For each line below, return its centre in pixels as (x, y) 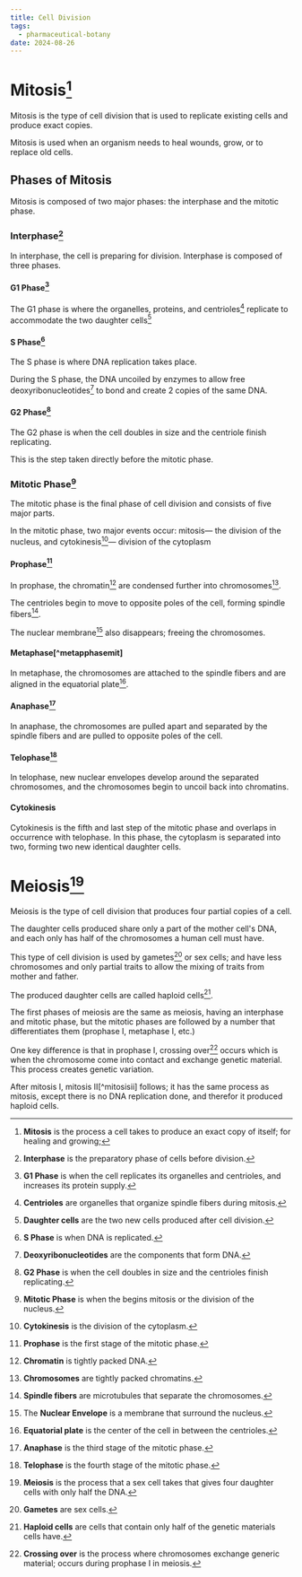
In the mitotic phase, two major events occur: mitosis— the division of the (146, 531)
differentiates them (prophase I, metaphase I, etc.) (103, 1032)
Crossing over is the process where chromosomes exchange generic (151, 1554)
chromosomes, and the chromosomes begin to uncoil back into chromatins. (150, 787)
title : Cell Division (51, 17)
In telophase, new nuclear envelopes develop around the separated (134, 778)
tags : (20, 26)
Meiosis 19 (47, 884)
